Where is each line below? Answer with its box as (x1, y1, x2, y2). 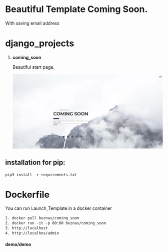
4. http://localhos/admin (5, 231, 59, 236)
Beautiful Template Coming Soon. (5, 4, 148, 15)
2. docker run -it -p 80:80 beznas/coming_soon (5, 221, 106, 226)
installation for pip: (5, 158, 65, 167)
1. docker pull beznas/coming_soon (5, 216, 79, 221)
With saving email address (5, 20, 60, 26)
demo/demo (5, 241, 31, 247)
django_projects (5, 38, 74, 49)
